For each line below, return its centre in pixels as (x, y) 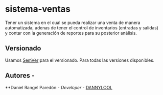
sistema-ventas (38, 9)
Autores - (20, 76)
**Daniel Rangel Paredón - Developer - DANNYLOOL (59, 87)
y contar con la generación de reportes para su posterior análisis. (71, 33)
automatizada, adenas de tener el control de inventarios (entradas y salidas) (82, 27)
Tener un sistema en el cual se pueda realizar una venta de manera (73, 23)
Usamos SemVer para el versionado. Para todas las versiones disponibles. (80, 60)
